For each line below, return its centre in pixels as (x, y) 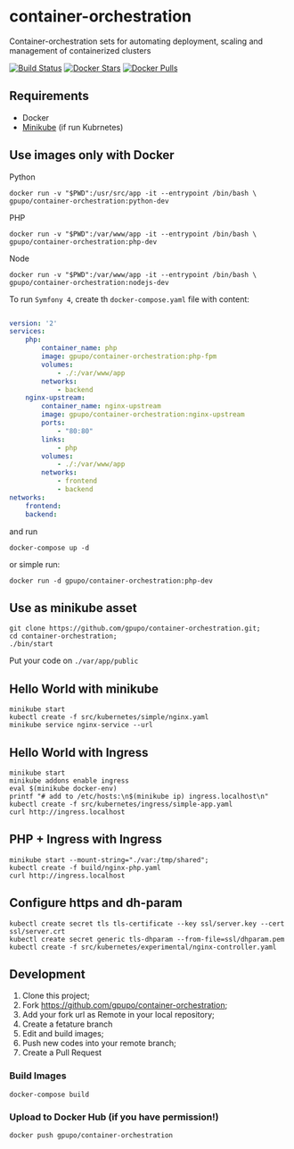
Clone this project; (56, 996)
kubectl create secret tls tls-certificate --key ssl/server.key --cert (147, 923)
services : (28, 331)
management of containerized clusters (80, 50)
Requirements (49, 96)
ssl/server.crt (37, 931)
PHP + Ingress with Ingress (86, 839)
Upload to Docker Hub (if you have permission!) (114, 1117)
